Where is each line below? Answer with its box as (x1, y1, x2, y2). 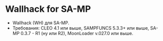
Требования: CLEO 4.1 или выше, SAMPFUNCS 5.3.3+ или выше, (12, 25, 149, 31)
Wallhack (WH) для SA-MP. (12, 20, 69, 26)
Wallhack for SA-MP (5, 3, 91, 15)
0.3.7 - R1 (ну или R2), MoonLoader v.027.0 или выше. (21, 30, 133, 36)
